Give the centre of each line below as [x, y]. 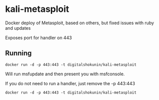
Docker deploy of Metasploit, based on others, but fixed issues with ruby [79, 23]
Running [19, 53]
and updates [18, 28]
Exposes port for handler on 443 [39, 38]
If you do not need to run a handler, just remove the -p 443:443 [70, 83]
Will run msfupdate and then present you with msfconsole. [65, 74]
